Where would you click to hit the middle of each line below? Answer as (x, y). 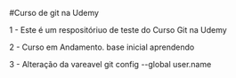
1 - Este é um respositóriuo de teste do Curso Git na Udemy (118, 30)
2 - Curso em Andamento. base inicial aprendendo (102, 47)
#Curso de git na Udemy (54, 13)
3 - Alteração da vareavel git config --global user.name (110, 64)
